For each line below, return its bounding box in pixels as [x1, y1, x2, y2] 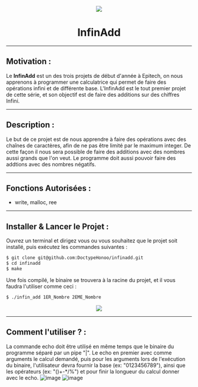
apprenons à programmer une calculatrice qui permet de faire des [6, 78, 167, 86]
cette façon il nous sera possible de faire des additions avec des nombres [6, 148, 186, 155]
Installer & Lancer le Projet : [6, 221, 109, 231]
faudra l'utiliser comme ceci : [6, 283, 77, 290]
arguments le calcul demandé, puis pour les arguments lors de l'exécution [6, 355, 186, 362]
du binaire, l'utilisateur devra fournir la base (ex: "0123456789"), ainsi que [6, 362, 186, 369]
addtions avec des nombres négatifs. [6, 160, 96, 168]
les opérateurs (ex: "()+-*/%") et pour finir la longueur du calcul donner [6, 368, 180, 375]
